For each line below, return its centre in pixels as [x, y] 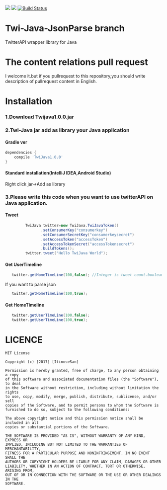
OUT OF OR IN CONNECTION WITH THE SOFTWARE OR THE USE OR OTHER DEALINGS [83, 475]
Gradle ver [16, 142]
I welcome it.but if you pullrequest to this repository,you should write [75, 76]
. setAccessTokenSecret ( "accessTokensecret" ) [87, 244]
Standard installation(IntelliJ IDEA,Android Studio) [58, 173]
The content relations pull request [77, 62]
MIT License [17, 353]
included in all [22, 423]
